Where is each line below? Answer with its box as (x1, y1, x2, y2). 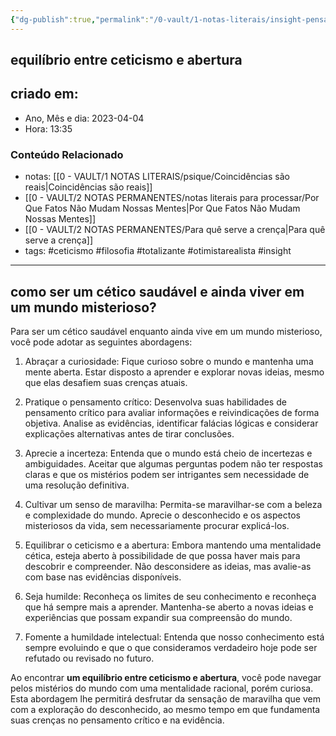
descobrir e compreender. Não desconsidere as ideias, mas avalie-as (24, 560, 312, 572)
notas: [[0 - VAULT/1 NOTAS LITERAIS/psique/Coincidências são (24, 171, 290, 183)
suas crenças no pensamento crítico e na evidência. (10, 714, 225, 726)
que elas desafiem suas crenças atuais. (24, 376, 188, 388)
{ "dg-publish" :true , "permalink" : (10, 14, 150, 25)
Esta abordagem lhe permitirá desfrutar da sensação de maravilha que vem (10, 692, 321, 705)
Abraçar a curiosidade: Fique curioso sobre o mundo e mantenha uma (24, 355, 314, 367)
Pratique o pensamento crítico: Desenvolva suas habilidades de (24, 396, 287, 408)
